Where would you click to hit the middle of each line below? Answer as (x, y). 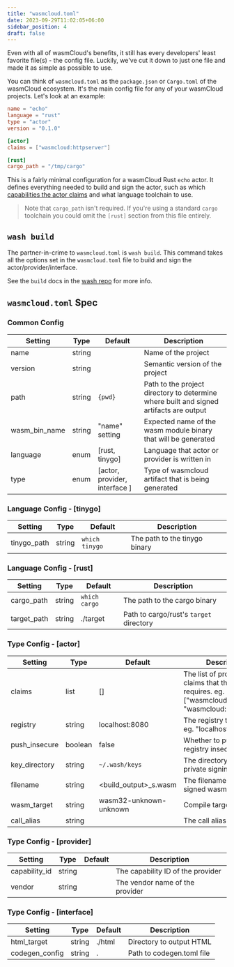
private (195, 769)
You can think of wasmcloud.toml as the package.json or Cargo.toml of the (112, 82)
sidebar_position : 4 (37, 27)
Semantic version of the (183, 363)
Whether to (202, 740)
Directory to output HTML (170, 942)
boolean (79, 744)
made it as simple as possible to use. (60, 68)
